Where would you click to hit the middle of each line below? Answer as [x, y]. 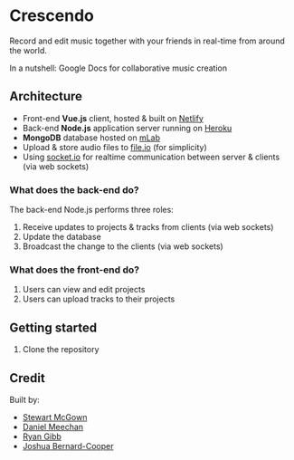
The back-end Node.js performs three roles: [91, 210]
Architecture [46, 96]
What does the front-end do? [75, 270]
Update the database [62, 237]
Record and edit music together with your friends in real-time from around [147, 41]
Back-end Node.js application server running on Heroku [127, 128]
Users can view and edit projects [84, 290]
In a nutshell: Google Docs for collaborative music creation [119, 68]
